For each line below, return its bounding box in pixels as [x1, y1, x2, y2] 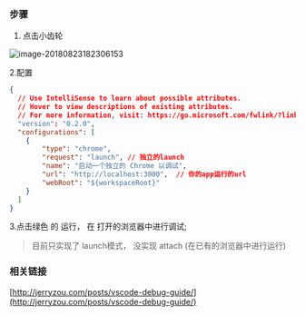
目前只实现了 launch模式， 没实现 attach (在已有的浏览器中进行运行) [31, 241, 287, 252]
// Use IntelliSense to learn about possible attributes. [17, 94, 242, 104]
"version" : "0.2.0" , [17, 119, 95, 128]
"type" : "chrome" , [42, 144, 112, 153]
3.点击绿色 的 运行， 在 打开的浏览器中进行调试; [9, 221, 188, 232]
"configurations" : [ [17, 127, 95, 137]
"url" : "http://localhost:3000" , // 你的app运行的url [42, 170, 247, 179]
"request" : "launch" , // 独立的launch [42, 153, 184, 163]
